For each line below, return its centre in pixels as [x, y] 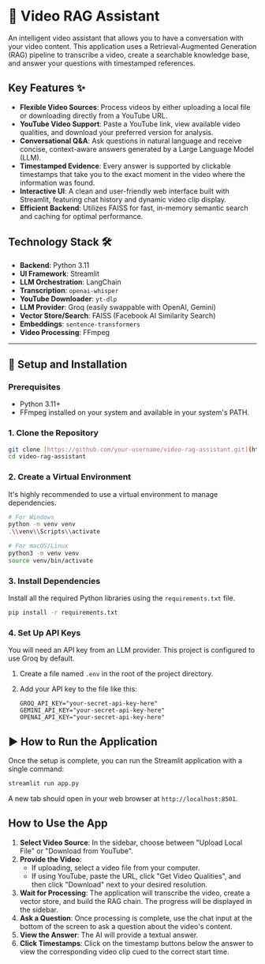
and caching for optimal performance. [81, 216]
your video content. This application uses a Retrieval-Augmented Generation [132, 46]
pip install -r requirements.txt [63, 613]
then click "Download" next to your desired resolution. [119, 884]
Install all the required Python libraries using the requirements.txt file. [122, 598]
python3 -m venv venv [44, 554]
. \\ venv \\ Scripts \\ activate [54, 532]
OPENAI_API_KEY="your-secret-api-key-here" [92, 717]
